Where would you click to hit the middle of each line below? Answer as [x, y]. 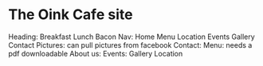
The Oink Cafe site [71, 15]
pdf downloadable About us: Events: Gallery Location [96, 53]
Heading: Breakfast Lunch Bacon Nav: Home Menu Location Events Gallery [131, 37]
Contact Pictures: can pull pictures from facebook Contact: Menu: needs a [130, 45]
